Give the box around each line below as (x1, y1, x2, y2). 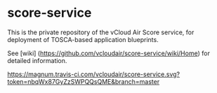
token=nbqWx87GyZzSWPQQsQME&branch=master (7, 77, 160, 85)
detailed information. (7, 56, 67, 64)
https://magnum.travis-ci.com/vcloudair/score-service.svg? (7, 70, 180, 78)
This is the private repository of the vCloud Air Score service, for (7, 28, 195, 36)
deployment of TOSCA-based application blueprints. (7, 35, 159, 43)
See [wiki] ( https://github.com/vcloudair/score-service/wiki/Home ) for (7, 49, 211, 57)
